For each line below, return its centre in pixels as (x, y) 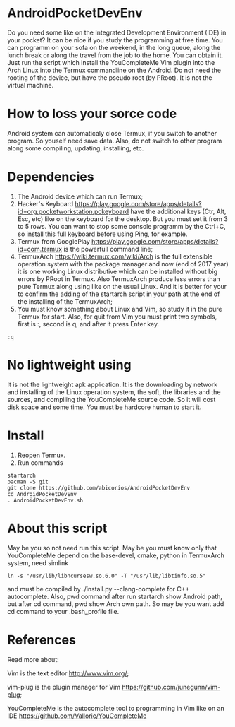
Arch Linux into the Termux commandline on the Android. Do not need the (114, 70)
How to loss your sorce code (92, 114)
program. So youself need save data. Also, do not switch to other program (115, 141)
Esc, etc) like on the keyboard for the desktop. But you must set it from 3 (123, 219)
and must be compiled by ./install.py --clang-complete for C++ (99, 589)
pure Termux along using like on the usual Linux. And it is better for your (122, 286)
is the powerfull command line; (108, 249)
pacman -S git (28, 482)
